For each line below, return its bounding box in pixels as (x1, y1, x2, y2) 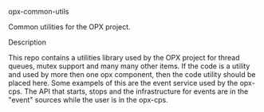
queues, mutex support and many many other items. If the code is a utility (8, 61, 250, 71)
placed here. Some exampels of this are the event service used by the (8, 79, 238, 87)
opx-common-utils (8, 7, 69, 16)
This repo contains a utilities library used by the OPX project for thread (8, 53, 240, 62)
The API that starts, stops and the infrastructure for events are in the (23, 87, 249, 96)
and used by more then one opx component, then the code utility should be (8, 70, 256, 79)
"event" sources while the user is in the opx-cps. (8, 95, 169, 104)
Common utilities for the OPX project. (8, 22, 131, 31)
